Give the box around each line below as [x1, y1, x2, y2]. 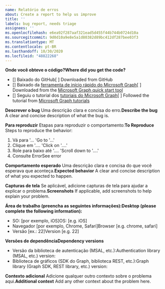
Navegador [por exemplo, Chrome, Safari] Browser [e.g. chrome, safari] [12, 223, 158, 229]
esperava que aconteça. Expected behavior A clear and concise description [5, 168, 160, 174]
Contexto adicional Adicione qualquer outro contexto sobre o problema [5, 273, 152, 279]
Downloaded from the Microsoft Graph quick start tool [12, 87, 123, 93]
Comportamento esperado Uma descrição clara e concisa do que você [5, 162, 152, 169]
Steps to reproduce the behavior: [5, 128, 73, 134]
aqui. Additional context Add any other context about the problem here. [5, 279, 151, 285]
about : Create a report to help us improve [5, 12, 97, 17]
